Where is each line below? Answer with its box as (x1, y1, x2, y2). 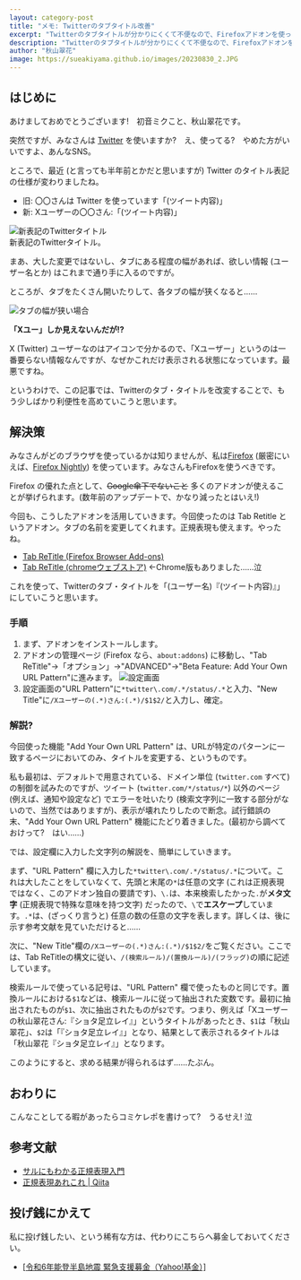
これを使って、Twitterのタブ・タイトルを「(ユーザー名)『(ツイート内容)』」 (9, 580, 285, 592)
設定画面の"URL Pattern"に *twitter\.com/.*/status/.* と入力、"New (21, 683, 278, 694)
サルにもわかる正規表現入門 (21, 1165, 125, 1176)
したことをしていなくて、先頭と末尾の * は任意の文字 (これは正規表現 (32, 877, 285, 887)
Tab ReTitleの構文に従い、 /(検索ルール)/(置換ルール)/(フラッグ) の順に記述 (24, 952, 289, 963)
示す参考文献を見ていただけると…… (9, 921, 142, 932)
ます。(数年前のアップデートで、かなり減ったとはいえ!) (56, 491, 260, 502)
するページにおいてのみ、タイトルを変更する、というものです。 (16, 752, 252, 763)
